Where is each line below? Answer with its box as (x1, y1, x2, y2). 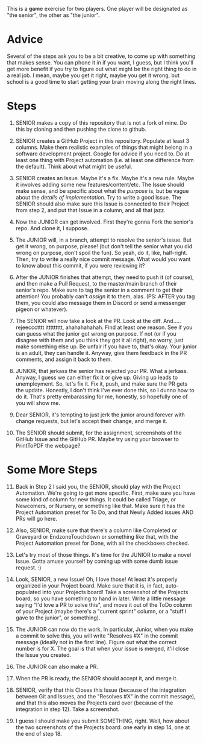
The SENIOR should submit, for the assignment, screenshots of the (15, 429, 183, 436)
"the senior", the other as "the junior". (7, 11, 100, 19)
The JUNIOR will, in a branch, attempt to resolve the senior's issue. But (15, 236, 192, 243)
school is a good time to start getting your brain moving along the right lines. (7, 78, 196, 85)
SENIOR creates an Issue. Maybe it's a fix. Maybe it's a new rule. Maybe (15, 174, 195, 181)
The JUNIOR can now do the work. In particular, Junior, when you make (15, 625, 193, 633)
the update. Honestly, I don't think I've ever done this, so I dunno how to (15, 386, 195, 393)
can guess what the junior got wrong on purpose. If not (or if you (15, 330, 176, 337)
